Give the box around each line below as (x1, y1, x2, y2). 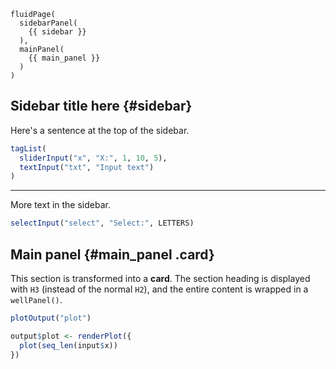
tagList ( (10, 143, 47, 154)
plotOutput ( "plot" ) (10, 313, 92, 323)
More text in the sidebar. (10, 199, 111, 211)
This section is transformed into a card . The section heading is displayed (10, 273, 311, 284)
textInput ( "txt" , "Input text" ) (19, 162, 155, 172)
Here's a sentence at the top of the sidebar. (10, 124, 190, 136)
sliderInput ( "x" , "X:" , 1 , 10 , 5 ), (19, 153, 168, 163)
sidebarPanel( (19, 18, 78, 28)
